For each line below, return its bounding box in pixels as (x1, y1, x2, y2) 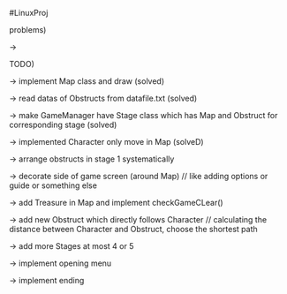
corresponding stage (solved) (9, 119, 117, 130)
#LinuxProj (9, 8, 49, 18)
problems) (9, 25, 47, 34)
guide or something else (9, 180, 97, 191)
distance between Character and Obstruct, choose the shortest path (9, 224, 258, 234)
